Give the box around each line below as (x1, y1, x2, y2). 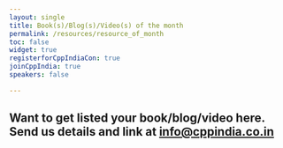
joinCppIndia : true (9, 63, 81, 71)
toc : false (9, 37, 50, 47)
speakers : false (9, 70, 69, 79)
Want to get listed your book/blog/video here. (9, 111, 265, 126)
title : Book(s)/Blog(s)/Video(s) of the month (9, 21, 184, 30)
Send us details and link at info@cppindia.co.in (9, 124, 274, 139)
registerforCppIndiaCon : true (9, 54, 121, 63)
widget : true (9, 46, 57, 55)
